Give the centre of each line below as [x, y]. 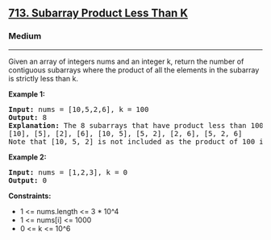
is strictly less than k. [44, 78]
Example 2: [27, 157]
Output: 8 [27, 117]
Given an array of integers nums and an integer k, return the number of [126, 61]
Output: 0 [27, 180]
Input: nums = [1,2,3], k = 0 [68, 172]
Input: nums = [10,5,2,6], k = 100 [79, 109]
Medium [25, 36]
